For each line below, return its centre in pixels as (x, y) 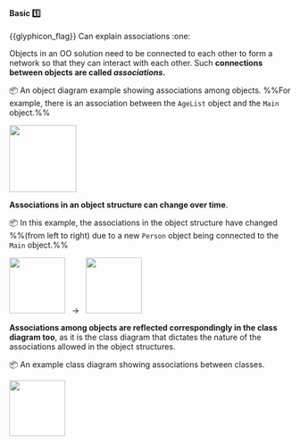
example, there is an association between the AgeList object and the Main (144, 104)
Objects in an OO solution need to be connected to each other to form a (141, 54)
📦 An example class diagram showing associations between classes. (137, 365)
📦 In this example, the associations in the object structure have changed (144, 222)
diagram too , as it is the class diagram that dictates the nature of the (135, 337)
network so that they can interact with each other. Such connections (136, 63)
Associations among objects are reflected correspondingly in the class (144, 328)
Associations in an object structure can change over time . (119, 205)
